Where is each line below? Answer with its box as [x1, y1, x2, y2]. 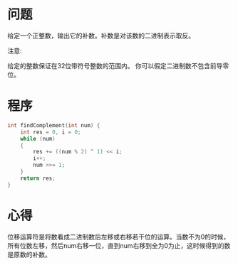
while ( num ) [20, 135, 56, 142]
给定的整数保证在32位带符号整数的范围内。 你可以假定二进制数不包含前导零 [7, 61, 229, 70]
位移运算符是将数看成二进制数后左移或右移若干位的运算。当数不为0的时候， [7, 232, 230, 241]
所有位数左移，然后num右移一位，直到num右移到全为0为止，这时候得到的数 [7, 241, 231, 249]
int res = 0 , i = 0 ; [20, 129, 81, 136]
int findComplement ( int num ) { [7, 121, 100, 129]
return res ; [20, 175, 56, 182]
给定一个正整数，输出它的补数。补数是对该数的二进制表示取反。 [7, 31, 195, 40]
